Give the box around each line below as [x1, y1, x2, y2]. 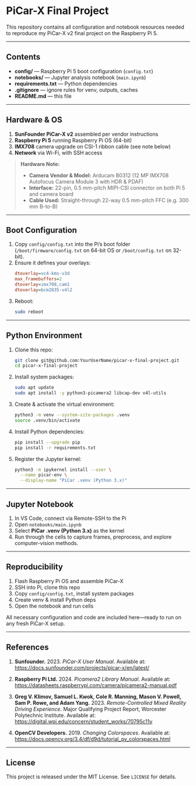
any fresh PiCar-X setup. [6, 620, 65, 627]
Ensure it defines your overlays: [14, 259, 91, 267]
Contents [6, 52, 41, 62]
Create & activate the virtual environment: [14, 401, 115, 408]
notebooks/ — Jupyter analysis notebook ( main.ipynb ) [14, 74, 146, 81]
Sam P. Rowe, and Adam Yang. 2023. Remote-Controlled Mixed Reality [14, 699, 187, 706]
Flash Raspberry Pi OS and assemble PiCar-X [14, 577, 124, 584]
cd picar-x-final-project [14, 363, 78, 369]
